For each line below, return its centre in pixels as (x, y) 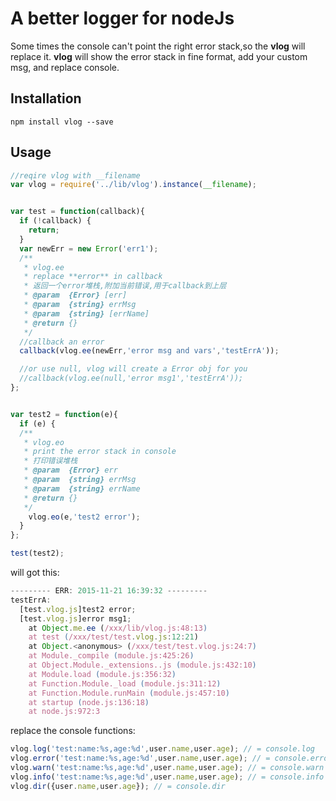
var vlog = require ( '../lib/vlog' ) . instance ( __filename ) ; (133, 185)
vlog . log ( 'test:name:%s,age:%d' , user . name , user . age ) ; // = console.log (162, 749)
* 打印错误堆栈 (50, 461)
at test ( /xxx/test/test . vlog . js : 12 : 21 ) (113, 637)
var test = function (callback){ (77, 212)
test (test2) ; (37, 553)
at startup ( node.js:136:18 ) (89, 702)
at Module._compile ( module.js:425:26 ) (111, 656)
